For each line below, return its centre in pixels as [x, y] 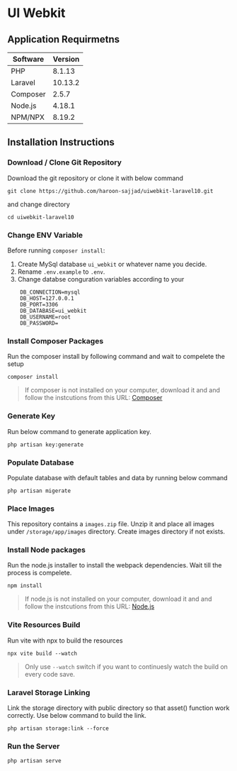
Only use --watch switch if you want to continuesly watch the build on [126, 666]
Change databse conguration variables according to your [101, 279]
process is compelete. [40, 573]
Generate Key [31, 416]
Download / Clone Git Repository [65, 162]
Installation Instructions [61, 142]
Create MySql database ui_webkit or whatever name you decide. [112, 264]
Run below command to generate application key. [80, 431]
